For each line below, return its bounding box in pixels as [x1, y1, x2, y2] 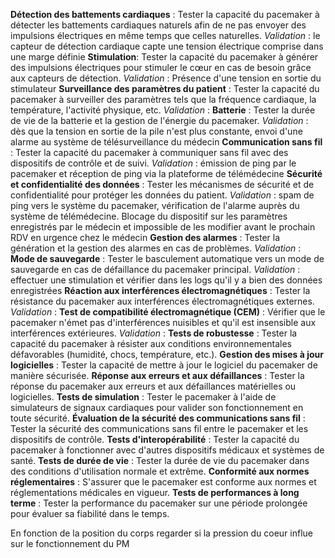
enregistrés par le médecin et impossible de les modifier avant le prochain [10, 221, 316, 233]
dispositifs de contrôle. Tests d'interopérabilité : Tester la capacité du [10, 434, 300, 445]
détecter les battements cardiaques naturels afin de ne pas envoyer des [10, 19, 307, 31]
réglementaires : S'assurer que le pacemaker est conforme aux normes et [10, 476, 317, 488]
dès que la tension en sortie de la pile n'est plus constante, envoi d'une [10, 125, 303, 137]
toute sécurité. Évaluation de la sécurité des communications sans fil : [10, 412, 306, 424]
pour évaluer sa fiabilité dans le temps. [10, 508, 170, 519]
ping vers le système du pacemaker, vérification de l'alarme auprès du [10, 200, 300, 211]
